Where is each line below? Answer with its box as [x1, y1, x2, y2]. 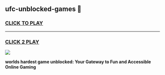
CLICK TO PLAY [5, 20, 43, 27]
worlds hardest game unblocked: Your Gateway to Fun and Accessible [5, 59, 151, 65]
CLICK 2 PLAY [5, 38, 39, 45]
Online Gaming [5, 64, 36, 70]
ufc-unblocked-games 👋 [5, 5, 82, 13]
